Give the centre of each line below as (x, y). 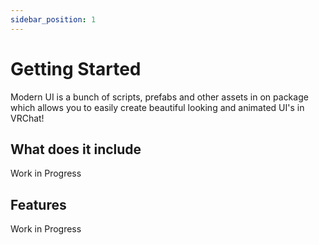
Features (38, 204)
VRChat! (27, 118)
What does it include (76, 149)
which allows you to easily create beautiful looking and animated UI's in (157, 107)
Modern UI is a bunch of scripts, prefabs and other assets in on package (159, 97)
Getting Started (76, 68)
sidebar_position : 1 (53, 19)
